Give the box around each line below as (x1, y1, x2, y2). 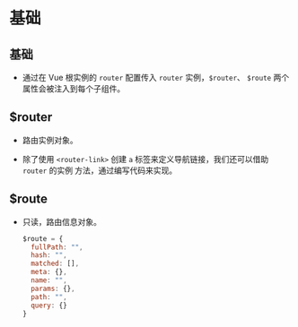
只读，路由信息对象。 (22, 216, 101, 227)
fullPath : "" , (31, 243, 83, 252)
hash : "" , (31, 251, 67, 260)
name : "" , (31, 276, 67, 285)
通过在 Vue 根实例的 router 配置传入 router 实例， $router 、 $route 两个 (22, 73, 290, 82)
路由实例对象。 (22, 134, 78, 145)
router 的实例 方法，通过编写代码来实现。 (22, 165, 178, 176)
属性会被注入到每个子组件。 (22, 83, 126, 94)
